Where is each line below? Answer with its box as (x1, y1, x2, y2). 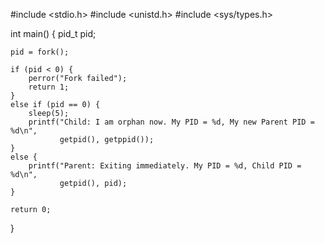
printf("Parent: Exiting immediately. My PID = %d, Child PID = (28, 161, 302, 171)
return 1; (28, 82, 70, 92)
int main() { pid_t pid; (10, 28, 97, 39)
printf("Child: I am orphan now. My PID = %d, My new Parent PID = (28, 117, 315, 127)
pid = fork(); (10, 47, 70, 57)
